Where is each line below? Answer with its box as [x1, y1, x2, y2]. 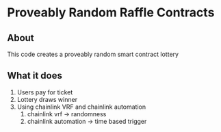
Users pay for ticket [16, 88, 73, 96]
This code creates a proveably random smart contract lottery [7, 50, 179, 58]
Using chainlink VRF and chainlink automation [16, 103, 146, 111]
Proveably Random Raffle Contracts [7, 5, 215, 21]
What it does [7, 70, 63, 81]
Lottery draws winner [16, 95, 77, 103]
